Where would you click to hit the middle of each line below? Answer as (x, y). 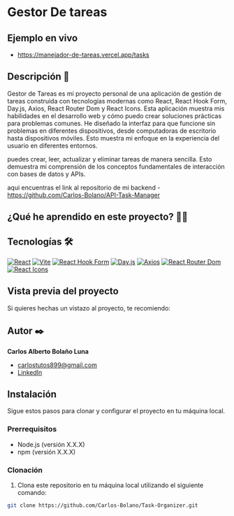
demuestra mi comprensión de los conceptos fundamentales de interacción (116, 166)
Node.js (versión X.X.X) (51, 444)
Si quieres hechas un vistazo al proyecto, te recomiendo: (89, 308)
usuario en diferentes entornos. (52, 145)
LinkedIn (30, 372)
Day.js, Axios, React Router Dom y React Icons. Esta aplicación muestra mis (116, 108)
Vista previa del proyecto (63, 291)
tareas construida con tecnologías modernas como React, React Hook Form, (117, 101)
